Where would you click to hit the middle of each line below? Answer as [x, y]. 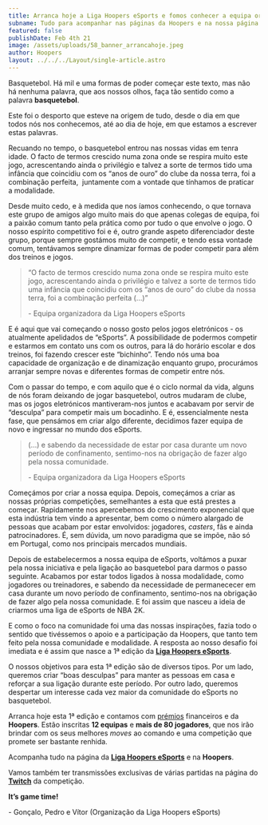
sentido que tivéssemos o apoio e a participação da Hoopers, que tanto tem [133, 634]
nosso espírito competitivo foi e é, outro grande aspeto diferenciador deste [132, 231]
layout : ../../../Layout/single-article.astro [87, 61]
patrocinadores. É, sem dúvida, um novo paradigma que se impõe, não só [129, 535]
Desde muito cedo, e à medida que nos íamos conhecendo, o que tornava [130, 205]
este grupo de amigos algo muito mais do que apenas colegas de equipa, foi [134, 214]
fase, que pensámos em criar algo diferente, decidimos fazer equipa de [126, 420]
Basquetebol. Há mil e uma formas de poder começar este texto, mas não [129, 83]
